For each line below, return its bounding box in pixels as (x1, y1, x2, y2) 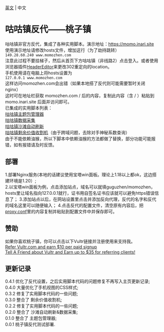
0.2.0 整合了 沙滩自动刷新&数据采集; (5, 309, 78, 315)
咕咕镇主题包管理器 (5, 111, 44, 117)
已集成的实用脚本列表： (5, 105, 53, 111)
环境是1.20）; (9, 178, 37, 183)
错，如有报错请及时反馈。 (5, 142, 57, 148)
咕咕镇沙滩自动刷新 (5, 123, 44, 129)
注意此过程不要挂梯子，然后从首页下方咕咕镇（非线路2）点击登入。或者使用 (5, 58, 159, 63)
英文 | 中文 (5, 5, 27, 10)
